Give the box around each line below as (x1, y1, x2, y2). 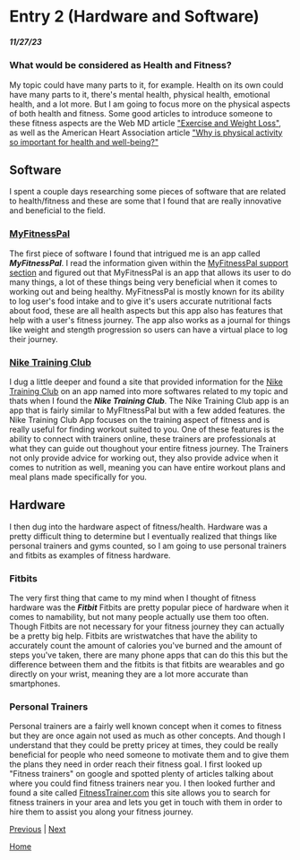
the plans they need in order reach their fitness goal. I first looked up (9, 759, 262, 770)
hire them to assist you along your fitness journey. (9, 806, 194, 817)
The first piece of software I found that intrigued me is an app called (9, 248, 261, 259)
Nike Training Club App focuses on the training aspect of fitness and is (9, 414, 270, 425)
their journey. (9, 333, 58, 344)
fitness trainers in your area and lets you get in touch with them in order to (9, 797, 283, 808)
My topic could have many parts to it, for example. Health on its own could (9, 79, 284, 90)
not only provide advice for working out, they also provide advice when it (9, 452, 279, 463)
